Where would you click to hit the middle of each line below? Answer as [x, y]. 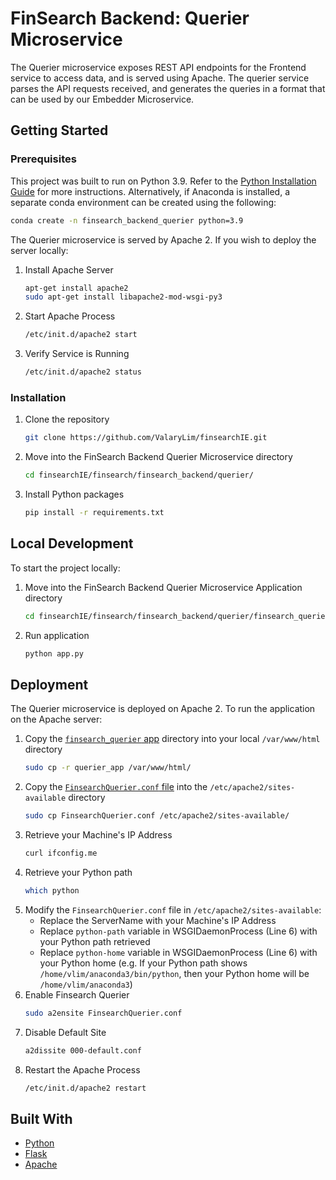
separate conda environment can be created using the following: [143, 202]
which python [52, 890]
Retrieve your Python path [78, 872]
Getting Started [59, 130]
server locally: [39, 250]
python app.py [54, 653]
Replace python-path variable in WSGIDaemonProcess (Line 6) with [178, 931]
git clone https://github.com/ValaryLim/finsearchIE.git [146, 438]
